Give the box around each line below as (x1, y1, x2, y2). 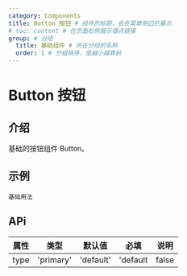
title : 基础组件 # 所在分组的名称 (15, 42, 118, 50)
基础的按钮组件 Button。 (8, 144, 89, 153)
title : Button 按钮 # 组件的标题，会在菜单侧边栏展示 (8, 19, 172, 27)
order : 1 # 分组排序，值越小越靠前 (15, 49, 122, 57)
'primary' (37, 254, 73, 266)
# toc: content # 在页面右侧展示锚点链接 (8, 27, 136, 35)
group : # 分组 (8, 34, 54, 43)
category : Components (8, 11, 81, 20)
